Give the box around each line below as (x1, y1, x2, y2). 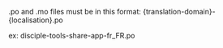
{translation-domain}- (143, 7, 217, 16)
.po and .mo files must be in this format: (8, 7, 142, 16)
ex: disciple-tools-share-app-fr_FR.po (8, 31, 135, 40)
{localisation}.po (8, 15, 63, 25)
